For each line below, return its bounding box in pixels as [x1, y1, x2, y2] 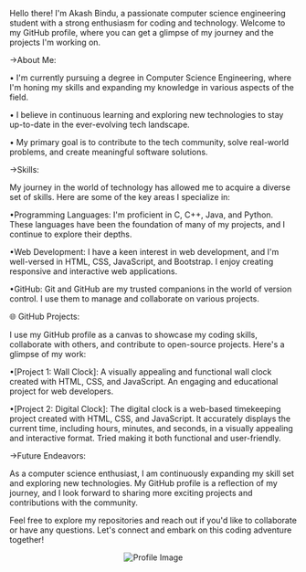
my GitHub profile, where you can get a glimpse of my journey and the [9, 27, 274, 37]
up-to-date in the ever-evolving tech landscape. [9, 119, 190, 130]
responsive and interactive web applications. [9, 266, 178, 277]
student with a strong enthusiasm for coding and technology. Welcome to [9, 17, 286, 28]
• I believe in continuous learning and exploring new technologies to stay [9, 110, 284, 120]
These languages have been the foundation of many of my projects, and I [9, 219, 286, 229]
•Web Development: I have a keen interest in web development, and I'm [9, 247, 280, 257]
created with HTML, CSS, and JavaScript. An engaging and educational [9, 376, 279, 387]
